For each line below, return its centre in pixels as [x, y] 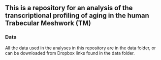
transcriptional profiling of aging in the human [77, 16]
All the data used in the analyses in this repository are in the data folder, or [80, 48]
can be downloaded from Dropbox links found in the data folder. [70, 53]
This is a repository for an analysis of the [69, 8]
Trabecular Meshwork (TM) [48, 23]
